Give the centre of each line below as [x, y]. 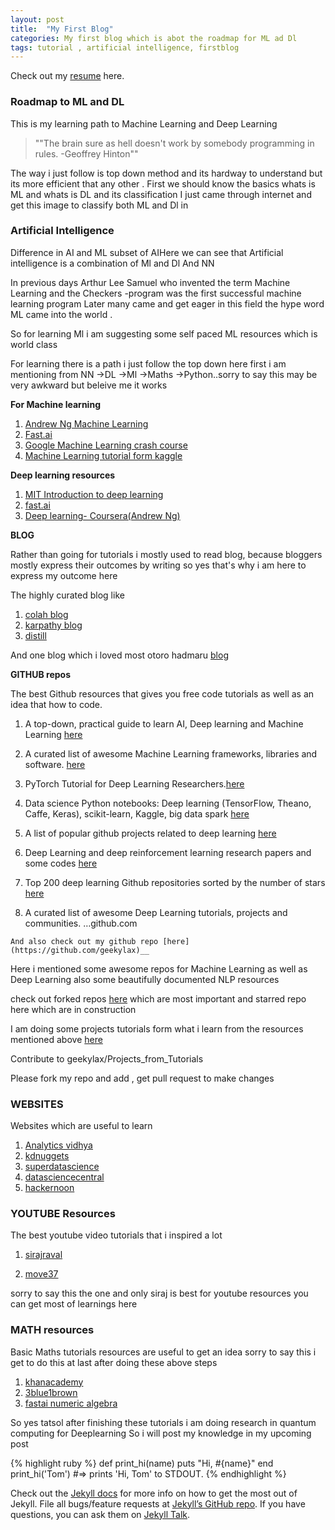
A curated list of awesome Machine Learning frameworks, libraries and [171, 753]
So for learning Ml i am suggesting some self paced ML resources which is [164, 333]
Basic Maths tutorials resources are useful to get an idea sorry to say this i [163, 1352]
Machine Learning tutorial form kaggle [103, 455]
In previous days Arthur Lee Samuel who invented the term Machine [150, 282]
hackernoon [49, 1188]
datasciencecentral [64, 1177]
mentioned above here [56, 1039]
